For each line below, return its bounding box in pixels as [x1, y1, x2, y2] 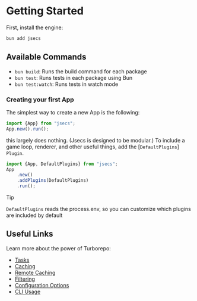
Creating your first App [6, 95, 74, 104]
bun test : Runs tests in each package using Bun [14, 74, 133, 81]
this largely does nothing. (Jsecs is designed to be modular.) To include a [6, 136, 185, 144]
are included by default [6, 212, 63, 219]
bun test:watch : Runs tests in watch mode [14, 80, 119, 88]
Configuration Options [14, 281, 69, 288]
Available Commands [6, 52, 87, 62]
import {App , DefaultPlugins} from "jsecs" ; [6, 161, 118, 167]
